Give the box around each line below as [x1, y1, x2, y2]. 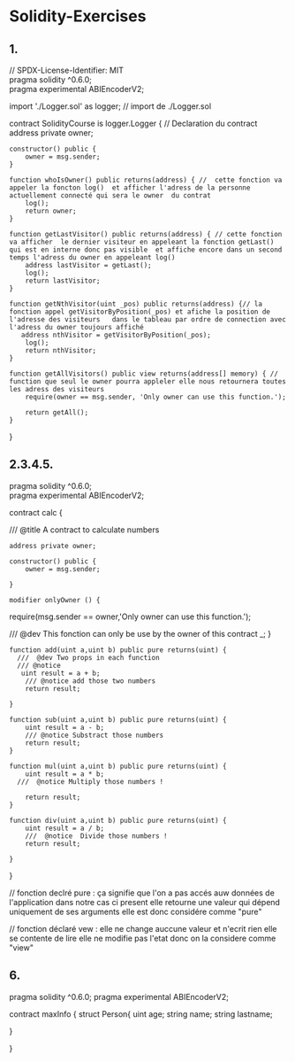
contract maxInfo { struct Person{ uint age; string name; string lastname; [9, 1008, 274, 1019]
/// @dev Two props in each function [17, 653, 161, 662]
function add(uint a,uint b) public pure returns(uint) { [9, 645, 227, 655]
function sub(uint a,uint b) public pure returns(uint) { [9, 715, 227, 724]
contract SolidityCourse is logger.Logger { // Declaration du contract [9, 118, 258, 128]
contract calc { [9, 507, 64, 517]
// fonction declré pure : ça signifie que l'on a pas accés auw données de [9, 888, 276, 898]
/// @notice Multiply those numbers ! [17, 777, 164, 786]
